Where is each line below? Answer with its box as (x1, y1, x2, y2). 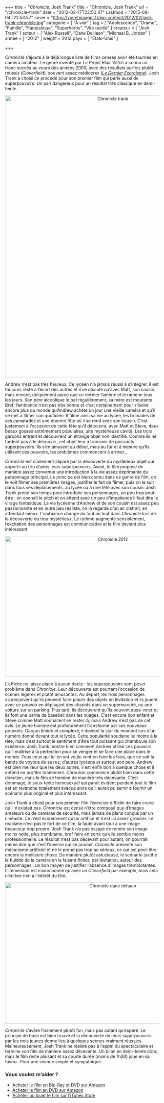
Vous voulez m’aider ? (5, 1071, 59, 1078)
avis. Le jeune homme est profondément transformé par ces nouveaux (5, 723, 147, 728)
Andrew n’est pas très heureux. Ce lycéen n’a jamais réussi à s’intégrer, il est (5, 381, 159, 387)
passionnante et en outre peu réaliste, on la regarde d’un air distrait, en (5, 505, 147, 511)
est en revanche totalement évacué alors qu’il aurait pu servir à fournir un (5, 785, 153, 791)
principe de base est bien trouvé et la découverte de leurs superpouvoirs (5, 1033, 152, 1038)
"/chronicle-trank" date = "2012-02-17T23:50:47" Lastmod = (5, 9, 128, 15)
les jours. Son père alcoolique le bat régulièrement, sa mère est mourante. (5, 397, 154, 402)
